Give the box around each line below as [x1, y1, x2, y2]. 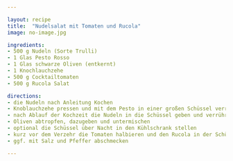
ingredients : [7, 41, 45, 48]
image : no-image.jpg [7, 29, 67, 36]
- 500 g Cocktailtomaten [7, 73, 79, 80]
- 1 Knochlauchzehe [7, 67, 64, 74]
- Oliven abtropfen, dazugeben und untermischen [7, 118, 150, 125]
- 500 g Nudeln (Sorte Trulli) [7, 48, 98, 55]
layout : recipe [7, 16, 51, 23]
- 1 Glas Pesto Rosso [7, 55, 70, 61]
